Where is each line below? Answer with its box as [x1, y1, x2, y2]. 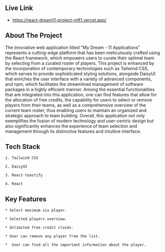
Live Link [5, 4, 33, 12]
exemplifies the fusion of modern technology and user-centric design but [5, 118, 154, 124]
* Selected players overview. [5, 216, 67, 221]
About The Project [5, 32, 63, 40]
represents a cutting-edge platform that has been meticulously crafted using [5, 49, 160, 56]
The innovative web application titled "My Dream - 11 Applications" [5, 44, 140, 50]
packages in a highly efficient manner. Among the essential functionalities [5, 86, 155, 92]
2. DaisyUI [5, 164, 28, 169]
